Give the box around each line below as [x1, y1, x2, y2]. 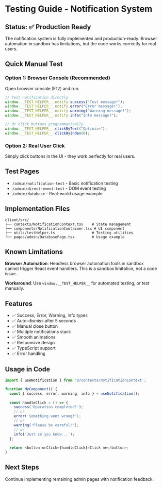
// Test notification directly [5, 95, 68, 100]
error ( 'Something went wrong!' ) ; [14, 414, 81, 419]
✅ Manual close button [12, 323, 58, 329]
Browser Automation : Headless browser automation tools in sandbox [5, 261, 144, 267]
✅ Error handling [12, 351, 46, 356]
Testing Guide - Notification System [5, 3, 153, 15]
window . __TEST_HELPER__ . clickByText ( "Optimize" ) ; [5, 126, 108, 131]
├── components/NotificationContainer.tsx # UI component [5, 226, 125, 231]
